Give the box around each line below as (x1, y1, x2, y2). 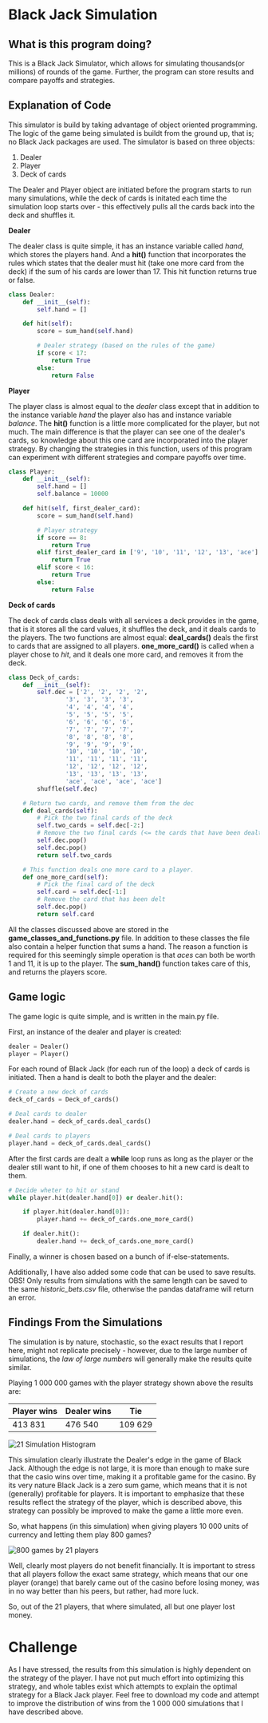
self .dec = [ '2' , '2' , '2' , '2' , (37, 689, 148, 697)
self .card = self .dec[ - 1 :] (37, 888, 127, 896)
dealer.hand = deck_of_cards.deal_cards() (8, 1118, 152, 1126)
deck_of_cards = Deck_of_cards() (8, 1096, 120, 1104)
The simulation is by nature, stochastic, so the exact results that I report (8, 1336, 244, 1347)
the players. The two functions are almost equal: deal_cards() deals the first (8, 633, 258, 642)
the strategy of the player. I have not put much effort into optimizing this (8, 1673, 245, 1682)
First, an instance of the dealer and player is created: (8, 1026, 182, 1036)
